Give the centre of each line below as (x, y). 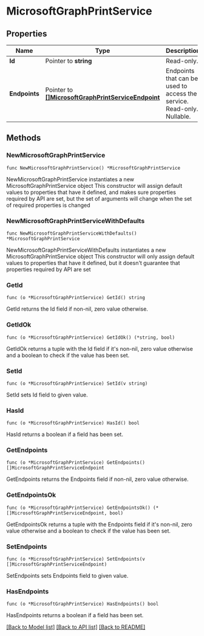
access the (182, 94)
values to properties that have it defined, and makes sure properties (91, 192)
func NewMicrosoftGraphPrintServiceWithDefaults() (72, 233)
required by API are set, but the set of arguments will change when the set (99, 198)
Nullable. (178, 116)
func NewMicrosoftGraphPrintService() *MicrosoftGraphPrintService (93, 168)
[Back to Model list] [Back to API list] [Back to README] (76, 627)
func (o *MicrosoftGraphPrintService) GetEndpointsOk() (78, 508)
